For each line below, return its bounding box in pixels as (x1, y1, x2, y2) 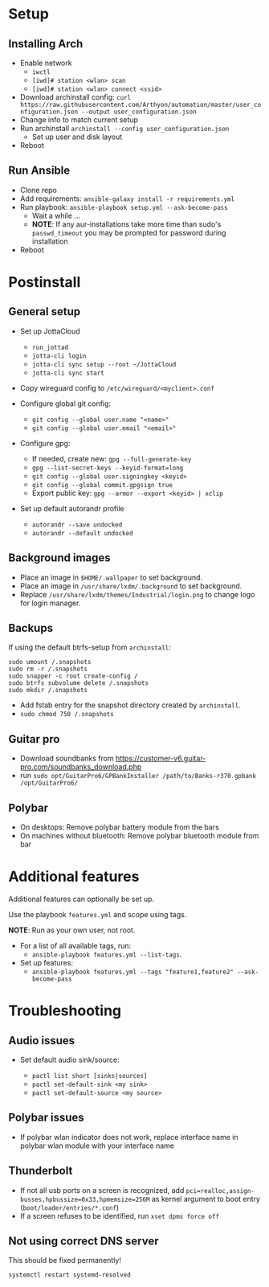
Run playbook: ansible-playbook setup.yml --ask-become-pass (19, 202, 228, 211)
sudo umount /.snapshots (8, 658, 92, 666)
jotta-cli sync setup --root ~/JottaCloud (31, 360, 177, 368)
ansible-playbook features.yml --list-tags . (31, 949, 182, 959)
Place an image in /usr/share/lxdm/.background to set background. (19, 580, 243, 591)
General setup (8, 305, 81, 318)
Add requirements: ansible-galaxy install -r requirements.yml (19, 194, 235, 203)
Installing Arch (8, 37, 84, 51)
